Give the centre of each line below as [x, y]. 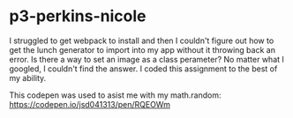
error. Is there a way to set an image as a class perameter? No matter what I [147, 59]
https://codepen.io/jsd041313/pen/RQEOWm [90, 104]
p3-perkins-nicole [78, 16]
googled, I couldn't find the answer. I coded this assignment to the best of [143, 69]
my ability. [28, 77]
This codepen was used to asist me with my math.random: [115, 95]
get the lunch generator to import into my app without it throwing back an [143, 49]
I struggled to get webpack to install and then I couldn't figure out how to [142, 41]
